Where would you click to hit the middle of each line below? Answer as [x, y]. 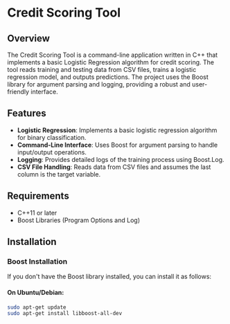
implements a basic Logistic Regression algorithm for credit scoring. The [111, 62]
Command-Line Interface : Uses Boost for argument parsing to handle [117, 145]
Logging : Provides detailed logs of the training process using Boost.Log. [121, 159]
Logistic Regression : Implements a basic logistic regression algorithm [117, 130]
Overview [29, 38]
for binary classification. [52, 137]
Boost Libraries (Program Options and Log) [79, 220]
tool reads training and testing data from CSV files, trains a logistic [102, 70]
